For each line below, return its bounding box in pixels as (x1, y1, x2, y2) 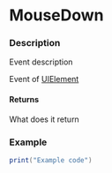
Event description (9, 56, 73, 67)
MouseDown (9, 5, 104, 26)
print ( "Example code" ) (9, 155, 93, 164)
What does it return (9, 114, 79, 124)
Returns (9, 94, 40, 105)
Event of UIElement (9, 74, 79, 85)
